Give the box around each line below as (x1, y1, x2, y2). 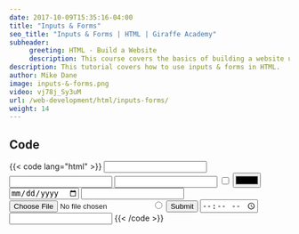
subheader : (9, 37, 50, 47)
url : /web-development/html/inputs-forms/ (9, 95, 169, 105)
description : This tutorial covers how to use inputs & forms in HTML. (9, 63, 280, 72)
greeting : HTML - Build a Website (28, 46, 158, 55)
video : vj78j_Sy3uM (9, 87, 82, 96)
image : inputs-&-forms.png (9, 79, 109, 88)
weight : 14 (9, 104, 50, 113)
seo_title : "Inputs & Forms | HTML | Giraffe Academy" (9, 29, 217, 38)
